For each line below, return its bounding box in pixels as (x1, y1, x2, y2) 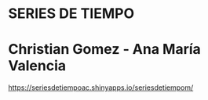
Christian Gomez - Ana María (8, 41, 202, 59)
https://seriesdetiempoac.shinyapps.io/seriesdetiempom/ (8, 83, 194, 92)
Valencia (8, 57, 67, 75)
